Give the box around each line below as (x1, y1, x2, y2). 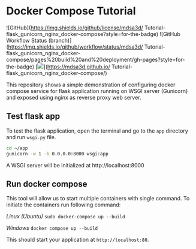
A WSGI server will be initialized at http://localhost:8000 (6, 161, 145, 169)
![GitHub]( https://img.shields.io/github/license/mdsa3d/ (6, 24, 144, 31)
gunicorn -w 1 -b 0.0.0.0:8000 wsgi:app (6, 151, 109, 157)
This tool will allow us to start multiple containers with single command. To (6, 195, 190, 202)
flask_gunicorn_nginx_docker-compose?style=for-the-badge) (6, 30, 159, 37)
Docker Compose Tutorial (6, 4, 136, 18)
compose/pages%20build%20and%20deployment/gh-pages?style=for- (6, 56, 185, 63)
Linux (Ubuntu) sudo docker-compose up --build (6, 213, 125, 220)
